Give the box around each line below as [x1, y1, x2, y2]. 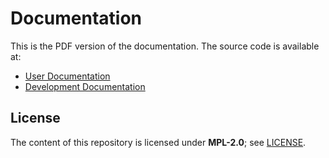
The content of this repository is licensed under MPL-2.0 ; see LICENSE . [10, 136, 307, 148]
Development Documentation [24, 80, 146, 92]
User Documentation [24, 70, 111, 82]
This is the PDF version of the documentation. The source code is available [10, 40, 320, 52]
